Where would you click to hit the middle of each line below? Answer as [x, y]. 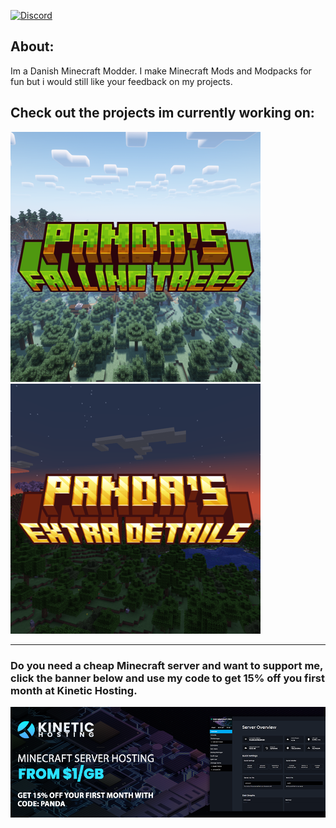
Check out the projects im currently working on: [162, 113]
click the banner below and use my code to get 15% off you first [168, 678]
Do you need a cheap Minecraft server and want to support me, [167, 665]
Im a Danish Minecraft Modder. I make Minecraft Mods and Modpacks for [161, 71]
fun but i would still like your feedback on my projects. [121, 81]
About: [32, 46]
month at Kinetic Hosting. [74, 690]
